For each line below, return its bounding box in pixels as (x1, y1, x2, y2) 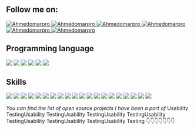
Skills (6, 77, 26, 87)
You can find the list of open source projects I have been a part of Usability (6, 105, 189, 112)
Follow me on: (6, 5, 59, 15)
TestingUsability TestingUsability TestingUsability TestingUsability (6, 111, 166, 118)
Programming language (6, 44, 94, 54)
